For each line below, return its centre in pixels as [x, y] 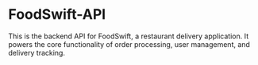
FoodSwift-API [57, 14]
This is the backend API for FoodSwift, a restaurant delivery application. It [129, 36]
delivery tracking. [37, 52]
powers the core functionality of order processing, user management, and [129, 44]
